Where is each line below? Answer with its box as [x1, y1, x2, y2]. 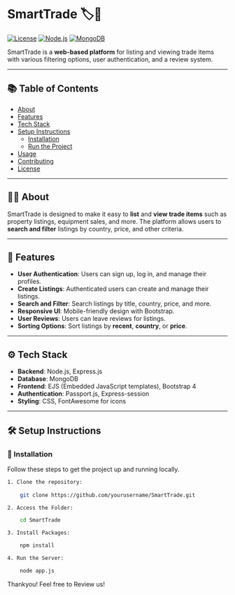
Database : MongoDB [17, 375, 79, 383]
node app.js [20, 567, 55, 574]
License [17, 164, 41, 173]
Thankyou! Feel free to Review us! [7, 580, 105, 588]
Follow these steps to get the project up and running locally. [7, 465, 180, 473]
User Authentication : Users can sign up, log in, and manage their [17, 270, 207, 278]
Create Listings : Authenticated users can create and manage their [17, 285, 209, 293]
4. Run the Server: [7, 554, 64, 561]
